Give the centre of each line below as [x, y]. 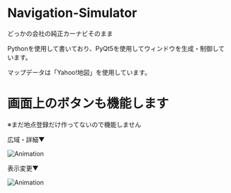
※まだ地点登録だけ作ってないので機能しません [74, 124]
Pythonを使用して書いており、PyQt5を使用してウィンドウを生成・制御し [113, 48]
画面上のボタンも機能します [88, 104]
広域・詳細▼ [26, 139]
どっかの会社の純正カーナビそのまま [60, 33]
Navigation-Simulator [72, 13]
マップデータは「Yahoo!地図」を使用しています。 [79, 72]
